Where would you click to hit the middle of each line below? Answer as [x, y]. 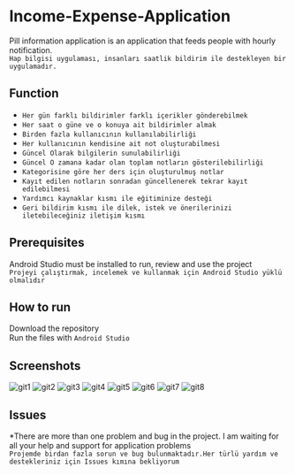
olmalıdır [27, 280]
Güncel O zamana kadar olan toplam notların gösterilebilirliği [143, 162]
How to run [40, 307]
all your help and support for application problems [100, 445]
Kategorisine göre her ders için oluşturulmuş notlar [123, 172]
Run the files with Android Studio [69, 338]
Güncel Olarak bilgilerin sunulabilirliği [101, 153]
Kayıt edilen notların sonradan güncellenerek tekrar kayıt [135, 181]
